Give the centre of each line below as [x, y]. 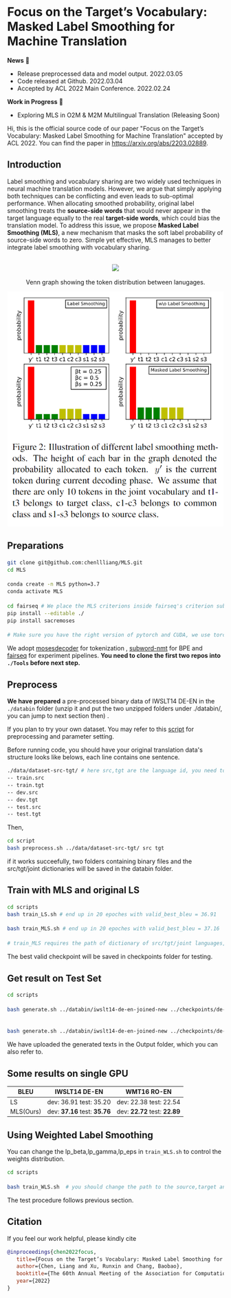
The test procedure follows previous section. [70, 1200]
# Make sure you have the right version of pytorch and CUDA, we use [109, 635]
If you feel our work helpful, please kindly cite [72, 1238]
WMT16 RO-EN [148, 1092]
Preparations [35, 546]
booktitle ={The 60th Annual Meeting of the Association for [104, 1274]
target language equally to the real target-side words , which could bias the [114, 218]
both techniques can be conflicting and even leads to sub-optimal [100, 196]
